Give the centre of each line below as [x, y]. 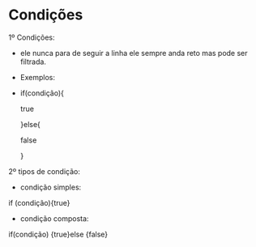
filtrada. [33, 62]
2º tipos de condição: [45, 171]
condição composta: [54, 218]
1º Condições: [32, 37]
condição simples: [51, 187]
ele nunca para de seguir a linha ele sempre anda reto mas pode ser [134, 53]
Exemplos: [37, 77]
